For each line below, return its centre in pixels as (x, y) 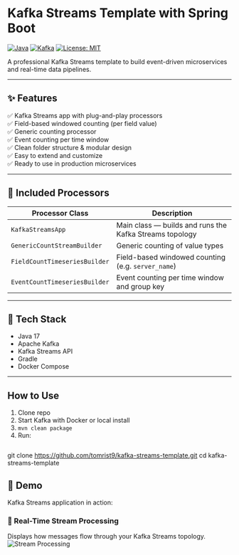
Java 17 (29, 337)
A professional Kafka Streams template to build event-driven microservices (117, 61)
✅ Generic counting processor (52, 131)
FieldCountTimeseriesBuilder (60, 261)
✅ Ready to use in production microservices (72, 163)
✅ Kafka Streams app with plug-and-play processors (85, 115)
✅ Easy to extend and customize (55, 155)
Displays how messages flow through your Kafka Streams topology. (107, 536)
